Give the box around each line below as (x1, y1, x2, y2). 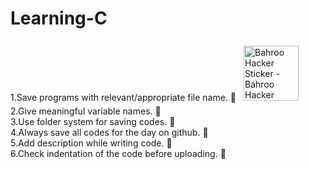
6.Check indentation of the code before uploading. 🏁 (10, 147, 227, 159)
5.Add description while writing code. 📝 (10, 137, 173, 149)
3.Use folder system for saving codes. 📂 (10, 115, 176, 127)
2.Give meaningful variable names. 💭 (10, 105, 162, 117)
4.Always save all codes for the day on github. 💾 (10, 126, 209, 138)
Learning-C (10, 7, 108, 30)
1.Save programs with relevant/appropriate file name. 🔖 (10, 91, 237, 103)
